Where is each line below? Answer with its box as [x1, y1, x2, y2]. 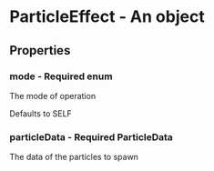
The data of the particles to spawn [9, 152, 139, 163]
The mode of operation [9, 90, 97, 101]
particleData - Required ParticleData [9, 130, 173, 143]
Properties [9, 43, 71, 58]
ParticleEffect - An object [9, 6, 205, 27]
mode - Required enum [9, 70, 113, 83]
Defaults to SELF [9, 107, 73, 119]
